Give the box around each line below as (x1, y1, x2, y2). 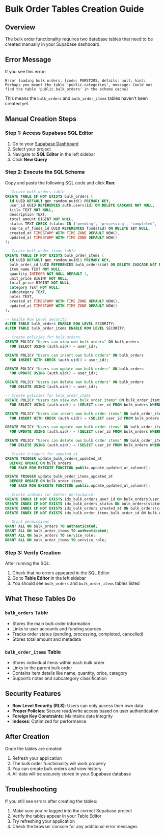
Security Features (5, 689, 61, 698)
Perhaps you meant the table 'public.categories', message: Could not (5, 82, 153, 87)
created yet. (5, 100, 29, 106)
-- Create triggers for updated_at (5, 451, 78, 456)
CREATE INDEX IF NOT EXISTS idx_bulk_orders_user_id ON (5, 497, 122, 502)
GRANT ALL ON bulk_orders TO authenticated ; (5, 524, 98, 529)
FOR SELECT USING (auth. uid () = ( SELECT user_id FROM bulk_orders (9, 402, 148, 407)
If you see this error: (5, 68, 46, 74)
